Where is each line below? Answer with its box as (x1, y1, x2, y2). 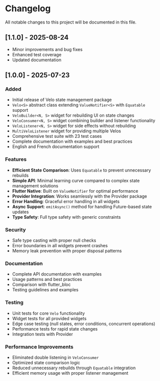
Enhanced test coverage (12, 51, 62, 57)
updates (12, 209, 29, 215)
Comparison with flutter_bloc (12, 281, 71, 287)
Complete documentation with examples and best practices (12, 138, 133, 145)
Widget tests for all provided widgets (12, 315, 87, 321)
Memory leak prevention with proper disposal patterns (12, 248, 122, 254)
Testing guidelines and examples (12, 287, 79, 293)
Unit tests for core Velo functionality (12, 310, 85, 316)
